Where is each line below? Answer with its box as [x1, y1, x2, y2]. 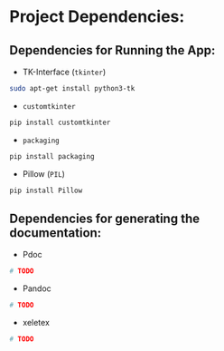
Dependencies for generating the [9, 210, 201, 226]
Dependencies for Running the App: [9, 43, 216, 58]
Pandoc [22, 283, 51, 294]
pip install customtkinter [9, 118, 111, 127]
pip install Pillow [9, 186, 83, 195]
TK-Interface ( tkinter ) [22, 66, 107, 77]
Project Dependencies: [9, 6, 185, 27]
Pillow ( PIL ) [22, 168, 66, 179]
